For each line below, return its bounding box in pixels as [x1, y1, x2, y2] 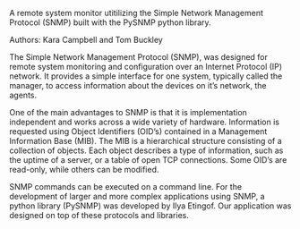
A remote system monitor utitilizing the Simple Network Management [9, 8, 264, 18]
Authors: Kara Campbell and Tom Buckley [9, 35, 163, 45]
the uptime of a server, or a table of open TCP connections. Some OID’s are [9, 155, 287, 165]
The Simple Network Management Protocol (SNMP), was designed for [9, 52, 269, 62]
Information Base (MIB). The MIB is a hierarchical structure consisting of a [9, 136, 282, 146]
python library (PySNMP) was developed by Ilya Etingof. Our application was [9, 200, 292, 211]
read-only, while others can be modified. [9, 165, 159, 174]
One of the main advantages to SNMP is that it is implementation [9, 107, 248, 117]
